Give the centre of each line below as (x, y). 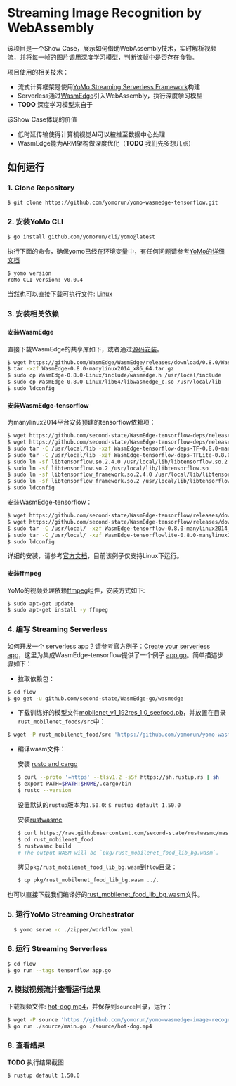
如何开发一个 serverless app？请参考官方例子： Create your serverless (109, 646)
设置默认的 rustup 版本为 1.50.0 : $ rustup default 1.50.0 (99, 804)
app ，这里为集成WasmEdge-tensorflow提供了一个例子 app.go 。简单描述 (112, 654)
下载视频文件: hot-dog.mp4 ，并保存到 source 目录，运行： (90, 1006)
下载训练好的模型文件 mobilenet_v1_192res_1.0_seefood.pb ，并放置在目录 (122, 713)
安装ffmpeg (25, 573)
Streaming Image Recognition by (105, 13)
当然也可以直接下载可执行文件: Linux (60, 294)
